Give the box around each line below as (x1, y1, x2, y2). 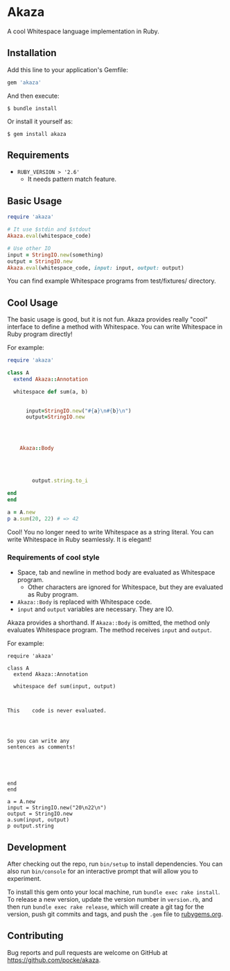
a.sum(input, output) (7, 816, 70, 823)
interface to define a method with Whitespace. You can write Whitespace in (7, 323, 223, 331)
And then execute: (7, 91, 60, 100)
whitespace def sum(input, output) (13, 683, 116, 690)
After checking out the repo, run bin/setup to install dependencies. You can (7, 859, 223, 868)
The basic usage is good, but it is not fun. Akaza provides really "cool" (7, 315, 209, 324)
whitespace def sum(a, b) (13, 388, 89, 395)
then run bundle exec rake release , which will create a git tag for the (7, 902, 204, 911)
